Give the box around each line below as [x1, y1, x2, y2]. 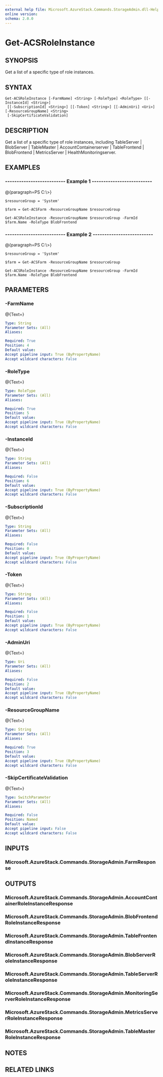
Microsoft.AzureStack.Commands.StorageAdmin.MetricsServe [5, 1009, 158, 1015]
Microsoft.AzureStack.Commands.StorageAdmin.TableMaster [5, 1027, 156, 1034]
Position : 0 [5, 547, 29, 551]
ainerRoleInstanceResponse [5, 900, 73, 907]
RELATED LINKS [5, 1065, 54, 1074]
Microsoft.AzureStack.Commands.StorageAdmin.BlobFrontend [5, 913, 158, 920]
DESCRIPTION [5, 126, 49, 134]
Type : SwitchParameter [5, 795, 51, 800]
